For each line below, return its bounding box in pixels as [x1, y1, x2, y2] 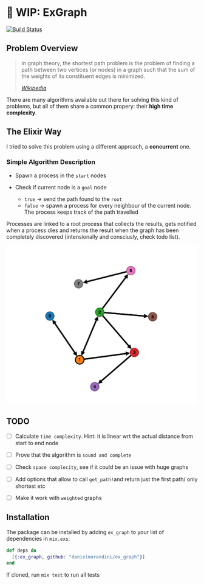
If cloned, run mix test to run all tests [6, 571, 100, 579]
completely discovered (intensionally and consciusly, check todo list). [6, 233, 180, 240]
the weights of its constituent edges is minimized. [21, 72, 146, 80]
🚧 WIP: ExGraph [6, 5, 87, 19]
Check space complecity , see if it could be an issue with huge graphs [15, 463, 189, 471]
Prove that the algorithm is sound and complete [15, 451, 132, 459]
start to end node [15, 439, 59, 446]
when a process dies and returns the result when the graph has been [6, 227, 179, 234]
